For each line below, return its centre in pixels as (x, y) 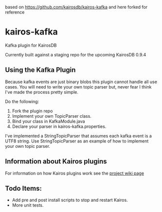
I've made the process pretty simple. (42, 92)
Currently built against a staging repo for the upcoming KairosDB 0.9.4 (76, 54)
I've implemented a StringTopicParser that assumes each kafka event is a (79, 136)
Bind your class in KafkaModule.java (48, 121)
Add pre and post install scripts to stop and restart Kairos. (70, 200)
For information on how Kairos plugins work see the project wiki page (75, 173)
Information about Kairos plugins (56, 162)
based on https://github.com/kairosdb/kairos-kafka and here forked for (76, 7)
